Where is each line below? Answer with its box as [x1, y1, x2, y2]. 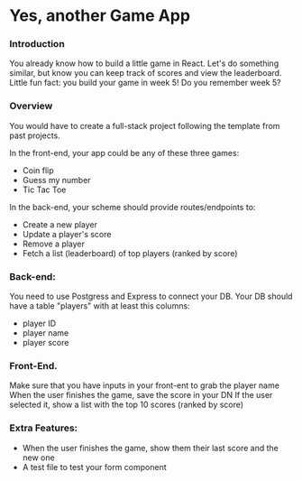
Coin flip [22, 164, 54, 176]
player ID [22, 318, 57, 329]
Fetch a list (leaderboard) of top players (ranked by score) [22, 247, 238, 258]
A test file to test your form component [22, 461, 167, 472]
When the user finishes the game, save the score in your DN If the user [9, 390, 273, 401]
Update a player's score [22, 228, 112, 239]
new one [22, 452, 56, 463]
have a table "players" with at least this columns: [9, 301, 191, 311]
